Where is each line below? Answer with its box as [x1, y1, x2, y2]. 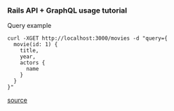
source [7, 96, 28, 105]
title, [20, 47, 39, 54]
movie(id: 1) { [13, 41, 58, 48]
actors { [20, 59, 46, 66]
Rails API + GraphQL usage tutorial [7, 6, 128, 15]
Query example [7, 22, 52, 30]
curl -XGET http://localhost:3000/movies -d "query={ [7, 35, 168, 42]
